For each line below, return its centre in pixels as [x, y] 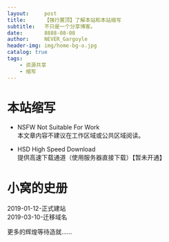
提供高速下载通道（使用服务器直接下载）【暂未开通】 [91, 158]
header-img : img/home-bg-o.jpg [52, 46]
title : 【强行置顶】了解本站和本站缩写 [64, 20]
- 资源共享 [33, 65]
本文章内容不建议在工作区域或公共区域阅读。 [81, 136]
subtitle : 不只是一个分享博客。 [51, 26]
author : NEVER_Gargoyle [48, 39]
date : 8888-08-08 [41, 33]
